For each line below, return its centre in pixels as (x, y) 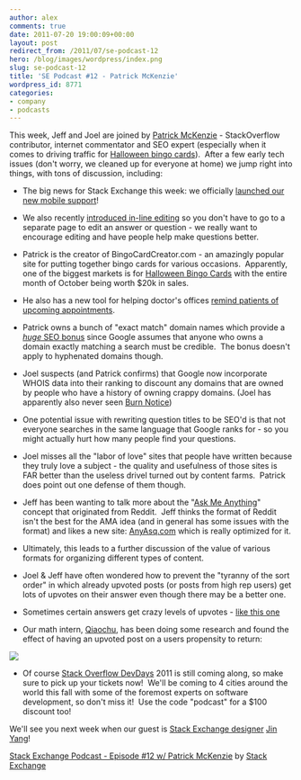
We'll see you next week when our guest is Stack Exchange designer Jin (143, 729)
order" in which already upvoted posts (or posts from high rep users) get (157, 585)
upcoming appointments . (68, 310)
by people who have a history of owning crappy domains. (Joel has (146, 393)
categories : (31, 93)
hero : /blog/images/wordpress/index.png (86, 59)
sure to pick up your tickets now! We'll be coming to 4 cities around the (155, 683)
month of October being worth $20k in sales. (106, 283)
